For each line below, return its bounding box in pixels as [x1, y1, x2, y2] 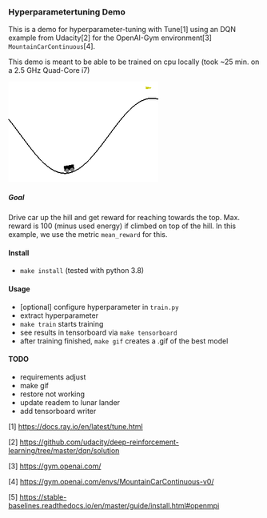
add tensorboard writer [19, 406, 97, 416]
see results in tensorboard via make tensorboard [19, 327, 177, 337]
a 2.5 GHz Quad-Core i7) [8, 66, 90, 75]
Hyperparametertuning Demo [8, 6, 126, 18]
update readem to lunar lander [19, 397, 121, 407]
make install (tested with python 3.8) [19, 266, 145, 275]
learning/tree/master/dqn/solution [8, 445, 120, 455]
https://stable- [19, 492, 67, 502]
